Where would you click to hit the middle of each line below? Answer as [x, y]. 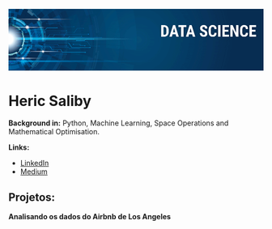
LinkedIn [34, 163]
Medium [34, 172]
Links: [19, 147]
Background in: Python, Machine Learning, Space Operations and [119, 123]
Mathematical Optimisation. [54, 132]
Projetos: [32, 197]
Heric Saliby [50, 101]
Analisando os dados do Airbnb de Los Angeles [90, 217]
